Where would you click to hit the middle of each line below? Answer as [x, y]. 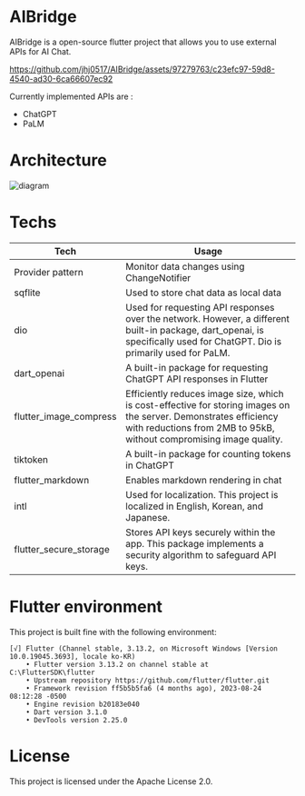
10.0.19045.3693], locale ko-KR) [73, 656]
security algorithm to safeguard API [201, 554]
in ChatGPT [150, 465]
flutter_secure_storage [62, 549]
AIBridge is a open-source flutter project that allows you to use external [143, 42]
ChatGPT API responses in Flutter [197, 379]
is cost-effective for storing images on [208, 404]
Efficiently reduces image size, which [205, 393]
